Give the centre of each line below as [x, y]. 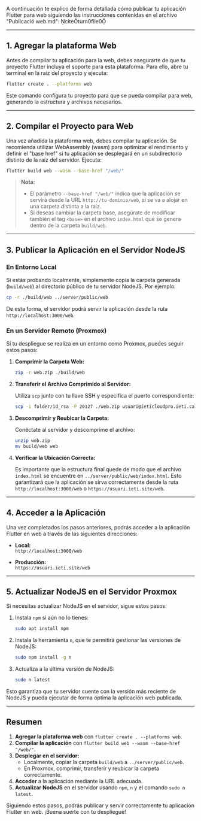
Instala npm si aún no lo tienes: [51, 618]
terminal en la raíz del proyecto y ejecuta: [57, 73]
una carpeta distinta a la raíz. [66, 207]
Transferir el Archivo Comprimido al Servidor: [73, 384]
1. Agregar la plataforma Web [61, 46]
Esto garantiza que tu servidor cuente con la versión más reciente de [91, 691]
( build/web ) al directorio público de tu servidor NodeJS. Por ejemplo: [91, 286]
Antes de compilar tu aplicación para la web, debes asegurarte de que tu [96, 60]
